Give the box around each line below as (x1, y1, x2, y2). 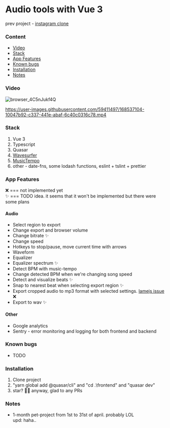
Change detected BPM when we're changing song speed (12, 271, 132, 278)
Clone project (12, 376, 42, 383)
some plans (5, 199, 29, 205)
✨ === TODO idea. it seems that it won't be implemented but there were (5, 193, 156, 199)
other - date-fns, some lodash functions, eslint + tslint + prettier (12, 163, 146, 169)
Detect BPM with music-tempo (12, 266, 77, 272)
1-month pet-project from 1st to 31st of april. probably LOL (12, 412, 134, 418)
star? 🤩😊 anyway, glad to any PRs (12, 388, 83, 394)
